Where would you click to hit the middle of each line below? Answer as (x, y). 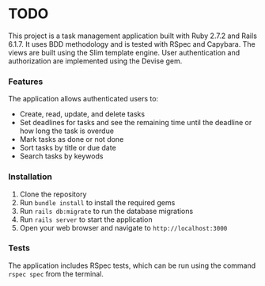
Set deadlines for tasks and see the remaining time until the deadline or (136, 123)
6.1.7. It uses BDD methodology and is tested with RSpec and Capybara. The (132, 44)
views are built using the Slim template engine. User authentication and (124, 52)
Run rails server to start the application (86, 219)
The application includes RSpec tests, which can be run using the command (132, 265)
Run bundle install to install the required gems (97, 202)
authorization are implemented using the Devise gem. (95, 61)
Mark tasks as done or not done (72, 139)
